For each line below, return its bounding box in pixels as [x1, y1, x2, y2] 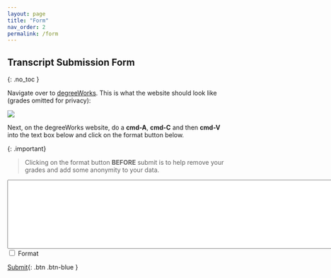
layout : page [7, 10, 46, 18]
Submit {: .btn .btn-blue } [7, 263, 79, 272]
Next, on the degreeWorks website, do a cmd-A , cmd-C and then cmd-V [7, 123, 221, 132]
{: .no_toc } [7, 75, 40, 83]
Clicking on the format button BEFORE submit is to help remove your [24, 158, 224, 167]
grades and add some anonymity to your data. [24, 166, 160, 174]
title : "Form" [7, 17, 50, 24]
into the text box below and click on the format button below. [7, 131, 185, 139]
